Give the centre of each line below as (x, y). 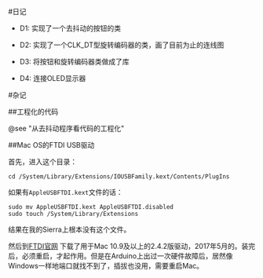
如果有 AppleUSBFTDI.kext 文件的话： (66, 192)
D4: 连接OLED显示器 (53, 78)
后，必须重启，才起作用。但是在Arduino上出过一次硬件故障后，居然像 (121, 256)
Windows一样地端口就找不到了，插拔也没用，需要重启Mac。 (106, 266)
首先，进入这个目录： (42, 162)
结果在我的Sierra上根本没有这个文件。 (69, 229)
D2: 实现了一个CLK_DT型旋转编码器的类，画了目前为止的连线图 (122, 45)
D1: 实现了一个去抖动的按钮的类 (70, 28)
